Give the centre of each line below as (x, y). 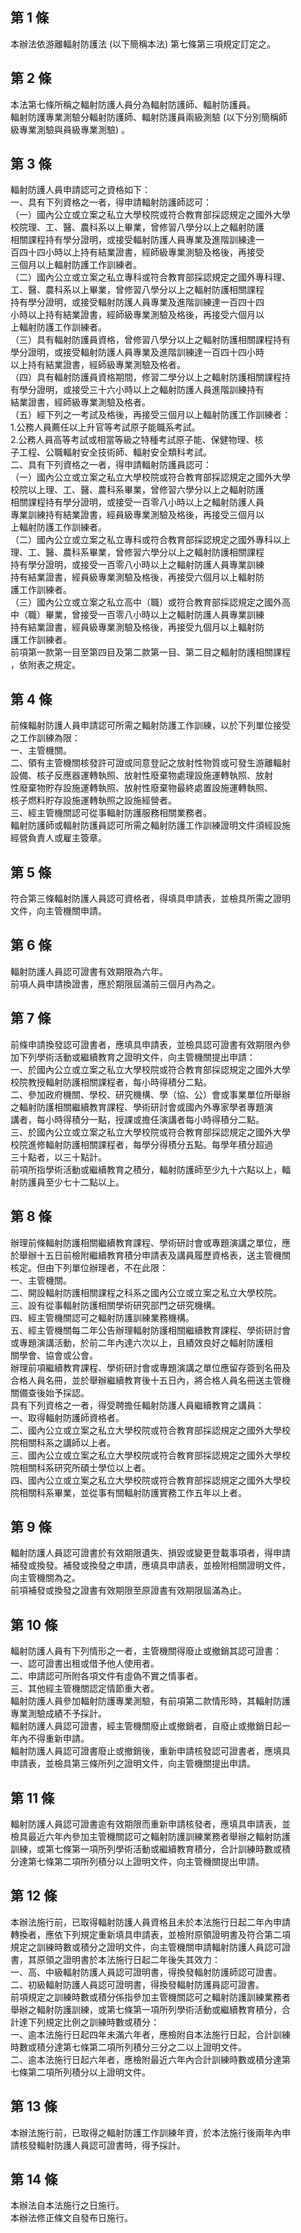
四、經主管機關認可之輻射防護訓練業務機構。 (102, 1317)
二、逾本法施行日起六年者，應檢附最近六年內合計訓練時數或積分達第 (150, 2059)
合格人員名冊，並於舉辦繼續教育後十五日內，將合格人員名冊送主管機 (150, 1380)
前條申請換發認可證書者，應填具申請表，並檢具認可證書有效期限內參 (150, 1044)
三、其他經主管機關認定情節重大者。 (85, 1689)
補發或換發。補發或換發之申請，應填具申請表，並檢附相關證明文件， (150, 1565)
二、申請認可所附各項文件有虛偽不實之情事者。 (106, 1676)
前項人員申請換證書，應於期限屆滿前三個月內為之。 (115, 984)
